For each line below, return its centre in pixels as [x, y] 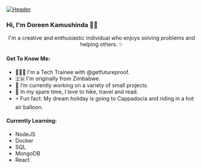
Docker [24, 140]
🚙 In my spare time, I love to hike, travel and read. [77, 92]
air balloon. [29, 107]
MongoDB [28, 153]
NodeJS [25, 134]
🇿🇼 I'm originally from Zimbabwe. [58, 78]
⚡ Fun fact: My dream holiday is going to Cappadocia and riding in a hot [104, 98]
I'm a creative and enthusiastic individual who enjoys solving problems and [102, 38]
